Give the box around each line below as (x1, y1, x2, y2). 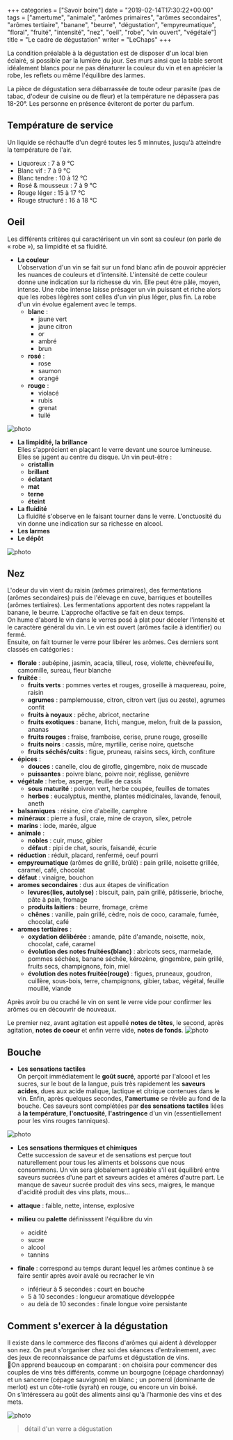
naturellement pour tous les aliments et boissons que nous (17, 1159, 186, 1167)
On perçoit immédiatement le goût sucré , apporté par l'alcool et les (17, 1072, 211, 1081)
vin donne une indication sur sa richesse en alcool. (17, 519, 163, 528)
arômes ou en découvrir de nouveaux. (7, 1005, 117, 1014)
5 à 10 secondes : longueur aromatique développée (27, 1292, 175, 1301)
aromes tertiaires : (17, 925, 72, 934)
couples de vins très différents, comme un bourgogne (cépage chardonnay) (7, 1368, 225, 1377)
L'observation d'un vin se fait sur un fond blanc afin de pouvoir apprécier (17, 263, 227, 271)
